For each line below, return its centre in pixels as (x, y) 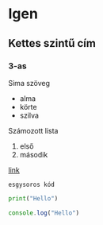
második (34, 154)
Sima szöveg (29, 83)
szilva (29, 115)
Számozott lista (33, 130)
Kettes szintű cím (52, 43)
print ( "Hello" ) (33, 198)
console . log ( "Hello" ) (44, 213)
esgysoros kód (32, 184)
